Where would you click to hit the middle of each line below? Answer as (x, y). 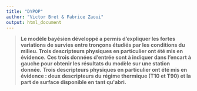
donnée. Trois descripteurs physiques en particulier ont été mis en (104, 70)
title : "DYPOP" (25, 11)
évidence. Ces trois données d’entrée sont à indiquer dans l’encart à (106, 57)
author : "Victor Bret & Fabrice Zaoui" (55, 17)
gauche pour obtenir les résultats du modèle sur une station (95, 64)
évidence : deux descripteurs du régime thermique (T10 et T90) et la (106, 76)
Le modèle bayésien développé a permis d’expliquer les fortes (98, 39)
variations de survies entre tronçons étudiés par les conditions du (103, 45)
